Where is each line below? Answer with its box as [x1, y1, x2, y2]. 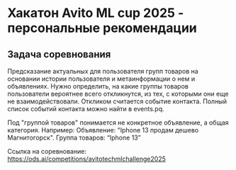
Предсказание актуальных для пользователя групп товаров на [7, 67, 198, 75]
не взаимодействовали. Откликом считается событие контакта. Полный [7, 97, 227, 106]
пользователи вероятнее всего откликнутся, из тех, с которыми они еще [7, 90, 229, 98]
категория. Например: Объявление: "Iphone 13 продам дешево [7, 126, 199, 134]
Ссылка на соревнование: [7, 147, 87, 155]
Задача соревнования [7, 48, 111, 60]
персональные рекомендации [7, 20, 197, 36]
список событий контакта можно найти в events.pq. [7, 105, 164, 113]
